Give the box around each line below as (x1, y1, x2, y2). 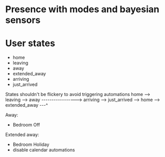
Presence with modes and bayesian (5, 4, 159, 15)
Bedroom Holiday (12, 141, 50, 148)
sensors (5, 14, 41, 26)
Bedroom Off (12, 122, 40, 128)
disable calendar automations (12, 147, 75, 153)
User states (5, 38, 55, 49)
